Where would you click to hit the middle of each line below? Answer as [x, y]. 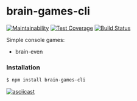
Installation [23, 67]
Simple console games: [36, 40]
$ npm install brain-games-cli [46, 80]
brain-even [29, 51]
